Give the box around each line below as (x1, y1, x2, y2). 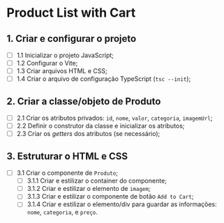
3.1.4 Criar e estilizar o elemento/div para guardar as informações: (27, 200, 217, 208)
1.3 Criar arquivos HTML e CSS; (16, 67, 107, 75)
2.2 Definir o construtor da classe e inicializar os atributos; (16, 122, 185, 130)
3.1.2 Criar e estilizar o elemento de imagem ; (27, 185, 151, 193)
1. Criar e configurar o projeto (6, 33, 137, 45)
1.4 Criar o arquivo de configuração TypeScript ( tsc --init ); (16, 75, 191, 83)
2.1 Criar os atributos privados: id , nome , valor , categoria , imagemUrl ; (16, 114, 214, 123)
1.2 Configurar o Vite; (16, 59, 78, 68)
